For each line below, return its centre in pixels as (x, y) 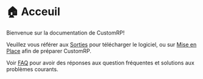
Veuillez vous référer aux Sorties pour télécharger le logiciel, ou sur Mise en (101, 44)
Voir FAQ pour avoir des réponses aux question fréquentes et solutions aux (101, 63)
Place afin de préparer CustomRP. (49, 51)
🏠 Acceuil (34, 12)
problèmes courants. (32, 69)
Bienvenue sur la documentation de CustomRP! (66, 33)
